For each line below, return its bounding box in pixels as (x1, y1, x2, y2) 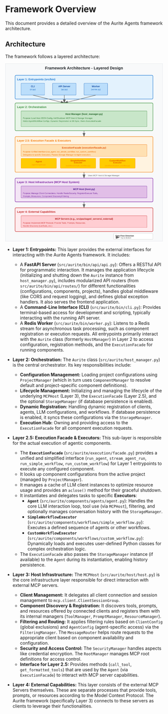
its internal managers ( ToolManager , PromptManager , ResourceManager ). (19, 613, 161, 619)
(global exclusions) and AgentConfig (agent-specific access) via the (19, 624, 159, 630)
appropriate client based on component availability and (19, 634, 133, 641)
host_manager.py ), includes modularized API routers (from (19, 277, 139, 283)
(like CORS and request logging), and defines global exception (19, 293, 148, 299)
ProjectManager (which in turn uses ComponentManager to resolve (19, 377, 151, 383)
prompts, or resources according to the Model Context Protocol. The (12, 692, 154, 698)
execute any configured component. (19, 465, 95, 471)
